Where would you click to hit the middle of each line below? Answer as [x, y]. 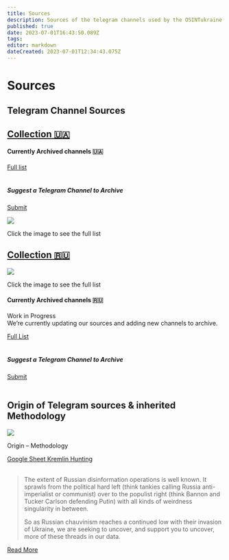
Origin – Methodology [38, 446]
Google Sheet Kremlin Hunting [50, 459]
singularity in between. [56, 509]
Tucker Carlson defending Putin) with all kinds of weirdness [108, 501]
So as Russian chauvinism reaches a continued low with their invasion [123, 522]
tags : [15, 39]
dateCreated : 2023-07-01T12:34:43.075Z [64, 52]
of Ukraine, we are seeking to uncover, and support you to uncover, [119, 529]
